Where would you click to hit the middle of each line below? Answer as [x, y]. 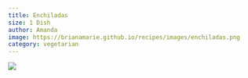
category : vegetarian [44, 44]
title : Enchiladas [38, 15]
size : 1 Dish [29, 23]
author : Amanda [33, 30]
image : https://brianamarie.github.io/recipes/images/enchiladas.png [124, 37]
